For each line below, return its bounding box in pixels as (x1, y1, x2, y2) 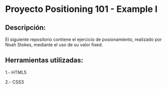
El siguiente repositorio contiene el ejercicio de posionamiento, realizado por (5, 36, 162, 42)
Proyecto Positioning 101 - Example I (5, 3, 158, 15)
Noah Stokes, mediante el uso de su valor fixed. (5, 42, 103, 48)
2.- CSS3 (5, 79, 24, 85)
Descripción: (5, 23, 46, 32)
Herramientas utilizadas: (5, 56, 83, 65)
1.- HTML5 (5, 69, 27, 75)
